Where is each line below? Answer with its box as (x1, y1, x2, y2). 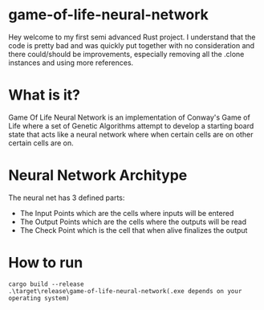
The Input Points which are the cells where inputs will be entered (19, 208, 234, 218)
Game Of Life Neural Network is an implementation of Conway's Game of (8, 112, 250, 122)
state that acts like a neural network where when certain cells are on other (8, 129, 254, 139)
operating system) (8, 294, 70, 302)
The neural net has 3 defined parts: (8, 193, 125, 202)
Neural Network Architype (8, 166, 188, 185)
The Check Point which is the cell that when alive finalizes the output (19, 225, 248, 235)
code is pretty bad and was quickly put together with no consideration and (8, 40, 255, 50)
